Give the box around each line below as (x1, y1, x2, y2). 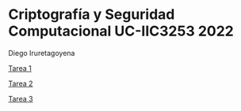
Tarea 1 (8, 63, 32, 72)
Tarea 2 (8, 79, 33, 88)
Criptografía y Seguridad (8, 6, 175, 24)
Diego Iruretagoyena (8, 48, 75, 57)
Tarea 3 (8, 94, 33, 103)
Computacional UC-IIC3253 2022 (8, 22, 234, 40)
